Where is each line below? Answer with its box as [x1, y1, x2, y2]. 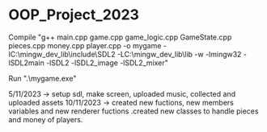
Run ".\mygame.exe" [8, 73, 77, 83]
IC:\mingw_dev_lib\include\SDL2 [8, 49, 116, 59]
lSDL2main [8, 58, 44, 68]
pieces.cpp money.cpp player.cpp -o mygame [8, 40, 162, 50]
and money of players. [8, 114, 83, 124]
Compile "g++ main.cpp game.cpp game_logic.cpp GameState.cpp [8, 32, 232, 42]
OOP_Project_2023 [8, 6, 140, 24]
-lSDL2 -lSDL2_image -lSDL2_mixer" [45, 58, 168, 68]
